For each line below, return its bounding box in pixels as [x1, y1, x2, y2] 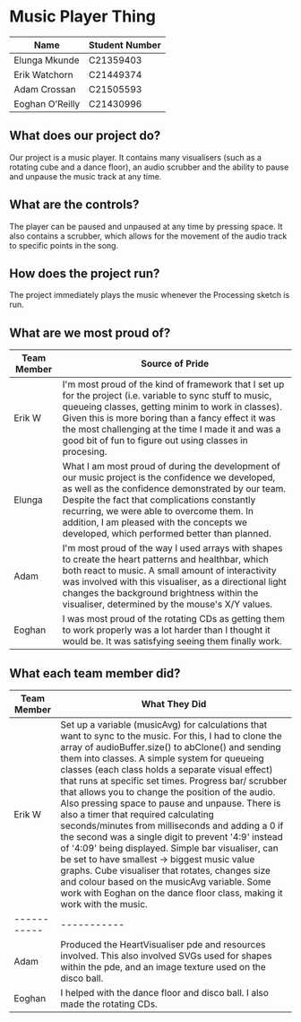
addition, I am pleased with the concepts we [62, 516, 248, 528]
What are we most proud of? [9, 325, 171, 340]
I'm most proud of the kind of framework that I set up [62, 379, 285, 391]
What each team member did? [9, 666, 181, 681]
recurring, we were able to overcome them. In [62, 505, 254, 518]
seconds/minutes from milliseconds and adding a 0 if [60, 819, 284, 832]
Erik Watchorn [13, 68, 73, 81]
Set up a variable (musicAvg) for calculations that [60, 719, 267, 730]
